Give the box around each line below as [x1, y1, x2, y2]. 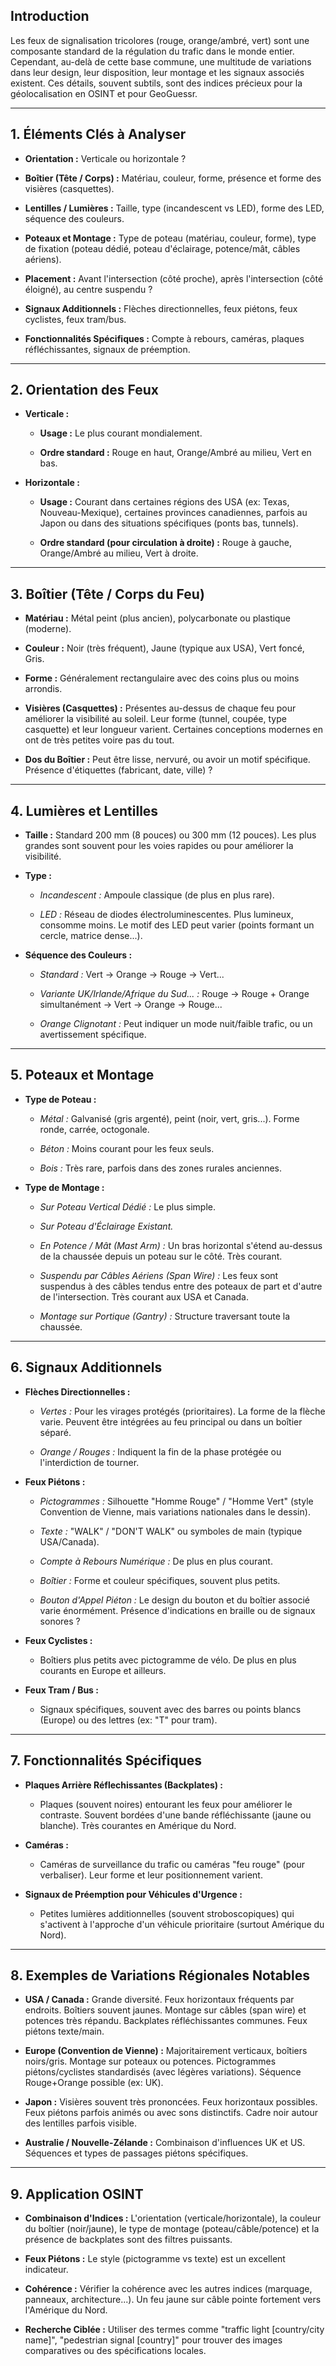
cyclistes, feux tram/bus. [24, 313, 127, 325]
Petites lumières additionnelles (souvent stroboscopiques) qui [39, 1907, 295, 1919]
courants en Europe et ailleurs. [39, 1664, 167, 1676]
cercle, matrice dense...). [39, 930, 143, 942]
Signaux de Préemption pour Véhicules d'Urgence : [24, 1888, 243, 1900]
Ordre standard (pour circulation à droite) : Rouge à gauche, [39, 537, 292, 549]
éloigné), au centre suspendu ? [24, 283, 153, 295]
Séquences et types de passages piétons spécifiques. [24, 2147, 249, 2159]
